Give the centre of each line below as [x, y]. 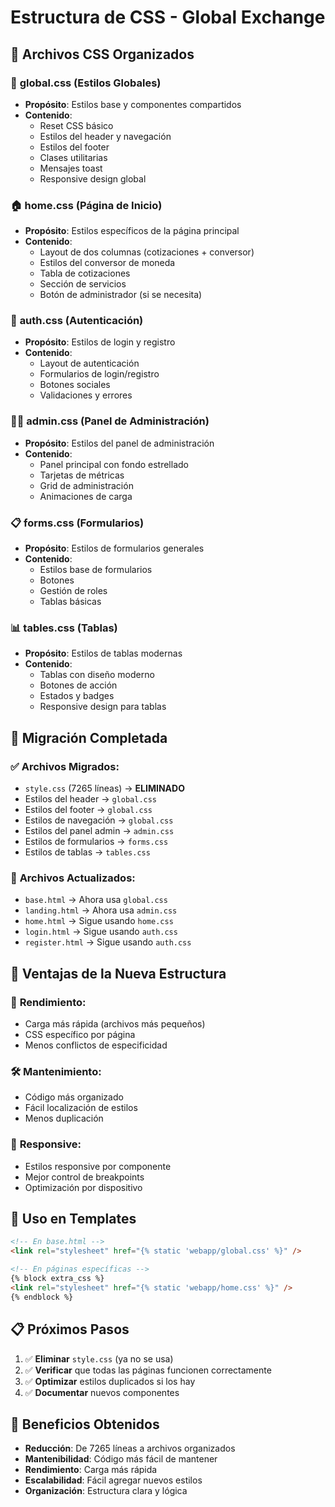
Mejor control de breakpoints [84, 1177]
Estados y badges [77, 696]
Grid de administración [86, 485]
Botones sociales [75, 385]
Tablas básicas [70, 602]
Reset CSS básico [76, 125]
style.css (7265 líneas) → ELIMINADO [104, 788]
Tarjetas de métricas [82, 475]
